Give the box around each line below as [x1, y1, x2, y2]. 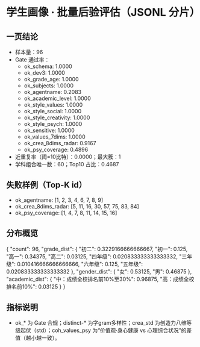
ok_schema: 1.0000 [23, 63, 72, 70]
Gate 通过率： [14, 56, 50, 63]
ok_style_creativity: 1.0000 [23, 114, 90, 121]
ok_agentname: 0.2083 [23, 89, 82, 95]
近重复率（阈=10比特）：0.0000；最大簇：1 [14, 153, 121, 160]
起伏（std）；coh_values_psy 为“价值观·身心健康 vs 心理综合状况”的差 [20, 327, 192, 334]
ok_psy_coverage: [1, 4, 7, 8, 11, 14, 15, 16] [14, 209, 117, 216]
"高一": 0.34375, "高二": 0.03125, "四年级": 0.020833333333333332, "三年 [6, 252, 193, 260]
